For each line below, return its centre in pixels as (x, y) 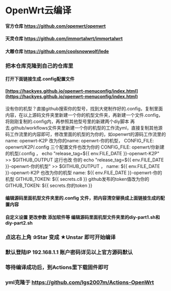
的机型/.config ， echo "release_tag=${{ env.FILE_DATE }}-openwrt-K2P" (82, 153)
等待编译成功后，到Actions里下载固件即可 (57, 267)
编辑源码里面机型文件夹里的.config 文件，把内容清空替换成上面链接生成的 (83, 198)
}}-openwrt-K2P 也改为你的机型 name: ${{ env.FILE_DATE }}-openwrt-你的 (84, 173)
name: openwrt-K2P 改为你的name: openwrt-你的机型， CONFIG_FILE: (80, 140)
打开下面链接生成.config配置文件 (40, 79)
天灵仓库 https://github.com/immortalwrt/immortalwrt (64, 38)
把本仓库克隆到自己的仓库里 (39, 66)
